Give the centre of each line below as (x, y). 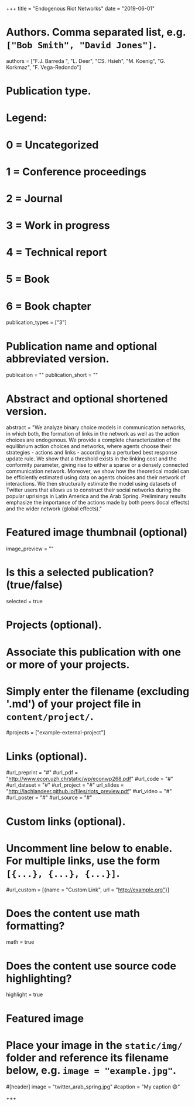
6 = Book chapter (49, 306)
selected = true (24, 602)
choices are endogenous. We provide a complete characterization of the (93, 440)
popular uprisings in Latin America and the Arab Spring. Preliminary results (96, 496)
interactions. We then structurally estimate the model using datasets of (91, 484)
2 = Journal (34, 198)
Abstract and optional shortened (87, 399)
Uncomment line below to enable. (89, 848)
